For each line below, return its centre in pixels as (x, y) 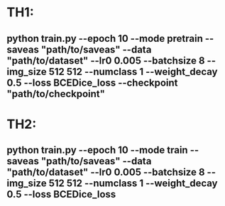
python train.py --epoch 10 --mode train (98, 150)
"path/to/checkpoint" (56, 94)
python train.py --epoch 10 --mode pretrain (105, 39)
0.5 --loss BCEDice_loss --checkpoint (92, 82)
